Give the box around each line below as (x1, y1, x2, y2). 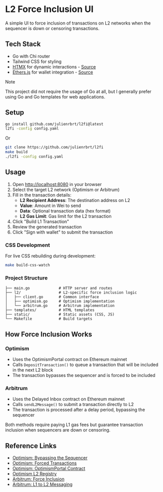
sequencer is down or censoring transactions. (5, 25, 100, 31)
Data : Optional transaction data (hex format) (19, 207, 111, 213)
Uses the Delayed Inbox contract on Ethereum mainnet (12, 396, 125, 402)
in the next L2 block (12, 366, 53, 373)
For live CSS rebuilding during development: (5, 253, 96, 259)
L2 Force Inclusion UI (5, 3, 94, 15)
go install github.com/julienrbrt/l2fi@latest (5, 121, 104, 126)
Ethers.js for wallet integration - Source (12, 69, 93, 75)
